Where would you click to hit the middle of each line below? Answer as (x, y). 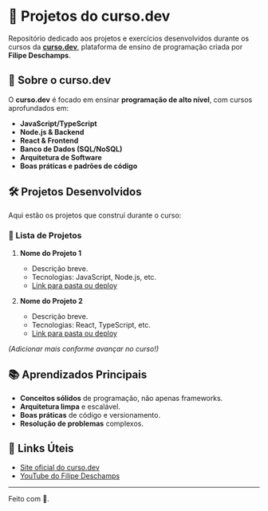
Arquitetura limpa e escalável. (70, 407)
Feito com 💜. (29, 499)
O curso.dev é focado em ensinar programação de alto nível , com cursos (130, 100)
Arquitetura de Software (61, 157)
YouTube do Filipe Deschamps (70, 476)
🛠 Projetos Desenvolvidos (75, 192)
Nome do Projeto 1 (51, 253)
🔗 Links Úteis (41, 448)
